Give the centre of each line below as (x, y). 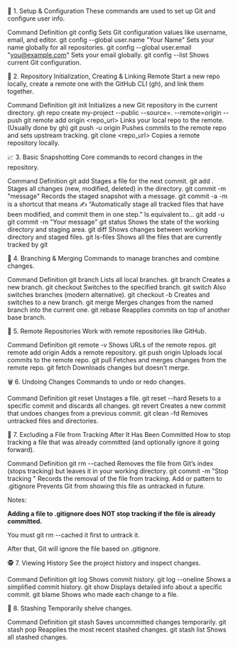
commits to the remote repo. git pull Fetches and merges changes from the (117, 360)
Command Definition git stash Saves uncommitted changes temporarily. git (117, 622)
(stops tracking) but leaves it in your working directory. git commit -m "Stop (118, 471)
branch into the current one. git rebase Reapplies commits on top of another (119, 310)
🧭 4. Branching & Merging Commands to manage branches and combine (113, 258)
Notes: (17, 500)
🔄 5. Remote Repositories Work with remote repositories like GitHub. (107, 331)
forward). (21, 450)
